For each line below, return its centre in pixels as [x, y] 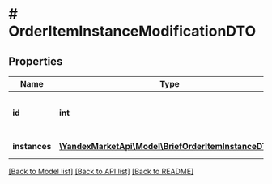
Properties [36, 61]
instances [32, 146]
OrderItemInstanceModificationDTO [132, 31]
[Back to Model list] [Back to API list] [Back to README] [101, 171]
